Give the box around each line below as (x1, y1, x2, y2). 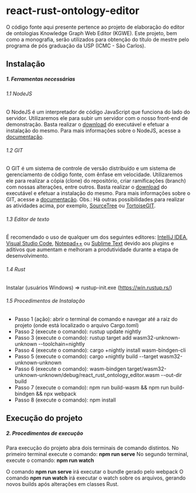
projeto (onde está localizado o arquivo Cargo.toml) (14, 321, 139, 328)
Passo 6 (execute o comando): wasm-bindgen (14, 365, 126, 372)
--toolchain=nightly (38, 340, 85, 347)
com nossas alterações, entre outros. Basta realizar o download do (6, 183, 168, 191)
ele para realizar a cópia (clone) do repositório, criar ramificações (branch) (6, 177, 186, 184)
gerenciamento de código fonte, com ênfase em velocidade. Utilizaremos (6, 171, 183, 178)
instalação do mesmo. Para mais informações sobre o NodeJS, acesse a (6, 127, 181, 134)
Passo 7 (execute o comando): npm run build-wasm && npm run (14, 384, 169, 391)
